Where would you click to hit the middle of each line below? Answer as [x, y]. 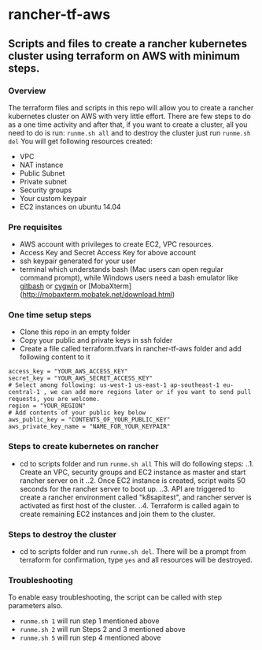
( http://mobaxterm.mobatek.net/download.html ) [97, 295]
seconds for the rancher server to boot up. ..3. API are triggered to [127, 488]
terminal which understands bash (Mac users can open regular [122, 269]
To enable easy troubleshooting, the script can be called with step [115, 597]
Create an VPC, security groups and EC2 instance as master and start [133, 472]
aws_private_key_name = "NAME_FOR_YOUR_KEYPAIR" [89, 427]
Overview [27, 91]
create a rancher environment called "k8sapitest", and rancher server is [135, 497]
